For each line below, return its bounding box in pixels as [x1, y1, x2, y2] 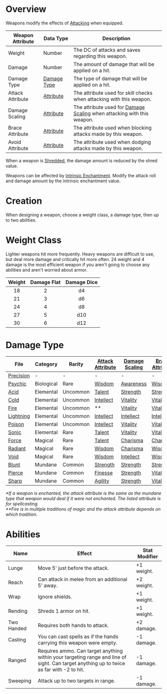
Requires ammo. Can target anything [37, 647, 123, 654]
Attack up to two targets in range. [37, 677, 115, 684]
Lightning [8, 413, 30, 419]
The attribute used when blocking [73, 124, 152, 131]
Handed [8, 625, 27, 632]
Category [35, 360, 58, 367]
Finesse [94, 469, 113, 476]
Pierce [8, 469, 23, 476]
